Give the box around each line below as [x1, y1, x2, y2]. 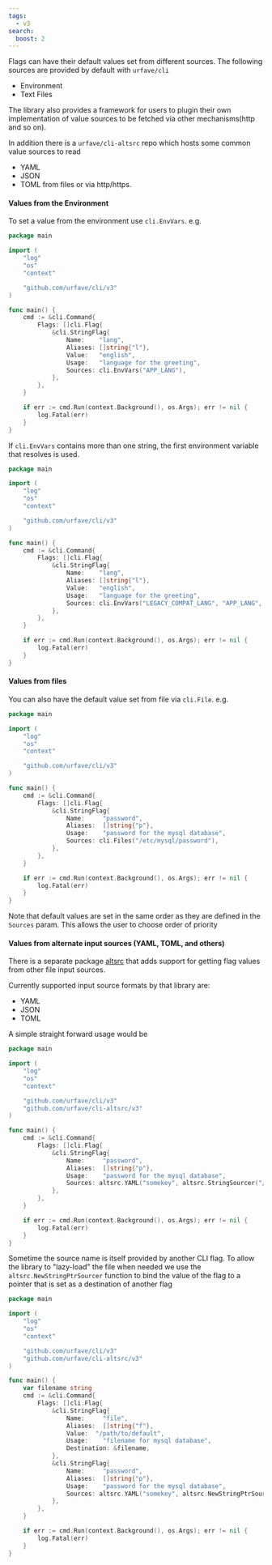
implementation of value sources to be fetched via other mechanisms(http [8, 114, 255, 124]
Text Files [19, 90, 53, 100]
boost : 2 [15, 34, 45, 43]
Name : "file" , [66, 1414, 129, 1422]
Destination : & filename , [66, 1444, 151, 1452]
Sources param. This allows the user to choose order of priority [8, 920, 219, 930]
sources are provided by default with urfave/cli [8, 66, 170, 75]
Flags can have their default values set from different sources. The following [8, 57, 263, 66]
